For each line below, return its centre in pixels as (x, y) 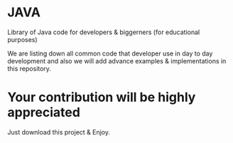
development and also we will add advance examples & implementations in (117, 60)
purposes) (22, 39)
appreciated (44, 113)
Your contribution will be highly (102, 97)
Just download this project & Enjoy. (59, 132)
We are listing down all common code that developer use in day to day (110, 53)
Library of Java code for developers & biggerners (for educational (104, 32)
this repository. (29, 68)
